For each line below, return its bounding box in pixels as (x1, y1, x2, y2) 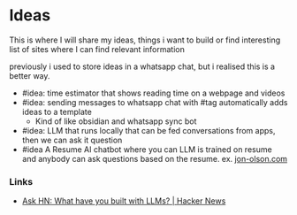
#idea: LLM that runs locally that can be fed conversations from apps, (21, 125, 276, 135)
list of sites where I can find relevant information (9, 43, 186, 54)
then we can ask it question (21, 134, 123, 145)
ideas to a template (21, 106, 93, 117)
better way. (9, 70, 50, 81)
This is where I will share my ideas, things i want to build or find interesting (9, 35, 281, 45)
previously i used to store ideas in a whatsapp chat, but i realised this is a (9, 61, 276, 72)
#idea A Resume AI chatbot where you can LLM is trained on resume (21, 143, 272, 155)
